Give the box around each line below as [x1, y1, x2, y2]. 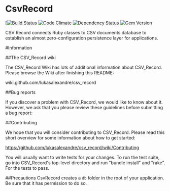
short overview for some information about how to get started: [5, 134, 135, 140]
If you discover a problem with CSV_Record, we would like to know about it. [5, 99, 163, 105]
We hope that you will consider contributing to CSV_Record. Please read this [5, 129, 165, 135]
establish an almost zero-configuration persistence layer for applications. [5, 35, 158, 41]
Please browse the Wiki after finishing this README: [5, 69, 114, 76]
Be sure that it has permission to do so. [5, 180, 87, 186]
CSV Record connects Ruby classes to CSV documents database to [5, 29, 147, 35]
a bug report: [5, 110, 33, 116]
